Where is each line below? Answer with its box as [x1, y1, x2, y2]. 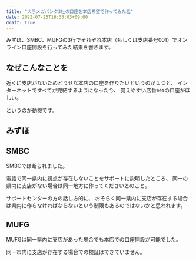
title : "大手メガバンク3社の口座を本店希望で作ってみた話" [6, 8, 134, 15]
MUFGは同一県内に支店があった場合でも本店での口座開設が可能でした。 [6, 236, 181, 243]
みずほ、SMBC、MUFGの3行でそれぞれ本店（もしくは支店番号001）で [6, 37, 178, 44]
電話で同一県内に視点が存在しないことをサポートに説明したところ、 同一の [6, 175, 188, 182]
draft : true [6, 19, 35, 25]
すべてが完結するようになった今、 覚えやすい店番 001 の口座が [36, 87, 185, 94]
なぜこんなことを [6, 62, 68, 72]
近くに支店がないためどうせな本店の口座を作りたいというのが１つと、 [6, 80, 177, 87]
